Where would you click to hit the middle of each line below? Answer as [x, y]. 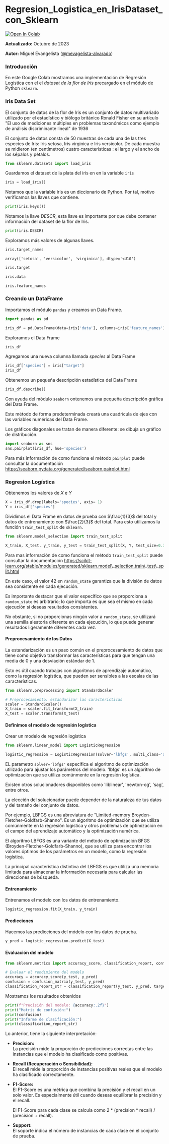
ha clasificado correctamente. [44, 1074]
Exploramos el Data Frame [32, 338]
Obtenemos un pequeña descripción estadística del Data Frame [71, 380]
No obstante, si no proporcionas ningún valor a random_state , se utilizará [80, 617]
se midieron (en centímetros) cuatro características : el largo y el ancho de [82, 149]
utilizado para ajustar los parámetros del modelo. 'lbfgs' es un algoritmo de [83, 769]
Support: [22, 1125]
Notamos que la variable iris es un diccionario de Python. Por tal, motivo [80, 192]
